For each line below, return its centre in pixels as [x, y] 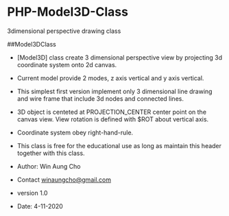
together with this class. [51, 153]
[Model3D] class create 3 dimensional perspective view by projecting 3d [120, 57]
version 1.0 [32, 193]
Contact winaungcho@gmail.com [64, 180]
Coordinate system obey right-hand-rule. [75, 132]
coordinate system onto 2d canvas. [67, 64]
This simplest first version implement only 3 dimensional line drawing [114, 91]
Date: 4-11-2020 [40, 206]
